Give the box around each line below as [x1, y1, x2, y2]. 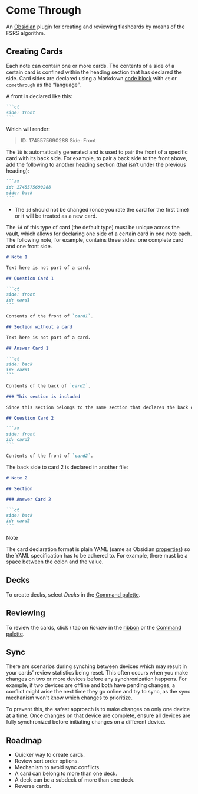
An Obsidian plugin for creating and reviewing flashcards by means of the [6, 23, 185, 30]
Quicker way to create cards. [14, 751, 85, 759]
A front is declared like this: [6, 92, 72, 99]
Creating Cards [6, 47, 63, 57]
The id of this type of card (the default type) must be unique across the [6, 223, 180, 231]
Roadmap [6, 735, 42, 746]
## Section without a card [6, 323, 72, 330]
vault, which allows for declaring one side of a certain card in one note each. [6, 230, 192, 237]
